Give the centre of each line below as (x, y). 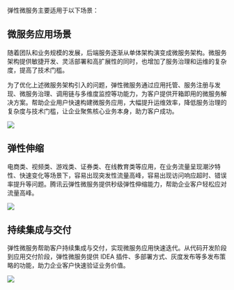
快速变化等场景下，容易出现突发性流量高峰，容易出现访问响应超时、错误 (123, 175)
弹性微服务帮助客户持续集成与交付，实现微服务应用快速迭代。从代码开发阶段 (117, 248)
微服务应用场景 (39, 35)
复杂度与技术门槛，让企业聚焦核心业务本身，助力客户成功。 (93, 111)
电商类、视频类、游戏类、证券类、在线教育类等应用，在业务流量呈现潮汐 (111, 166)
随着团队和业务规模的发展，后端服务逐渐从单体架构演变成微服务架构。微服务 (117, 52)
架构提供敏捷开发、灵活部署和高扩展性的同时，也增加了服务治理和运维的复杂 (117, 61)
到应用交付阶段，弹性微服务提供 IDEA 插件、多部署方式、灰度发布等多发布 (114, 256)
